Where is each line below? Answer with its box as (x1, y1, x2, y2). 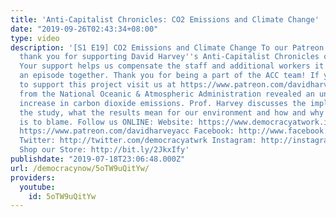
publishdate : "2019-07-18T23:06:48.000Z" (10, 154, 186, 164)
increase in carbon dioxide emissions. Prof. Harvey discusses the (19, 98, 307, 108)
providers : (10, 172, 56, 183)
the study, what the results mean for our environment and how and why (19, 107, 325, 118)
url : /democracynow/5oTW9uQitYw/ (10, 163, 150, 173)
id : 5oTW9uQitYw (28, 191, 97, 201)
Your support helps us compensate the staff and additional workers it (19, 61, 325, 71)
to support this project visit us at (19, 80, 177, 90)
